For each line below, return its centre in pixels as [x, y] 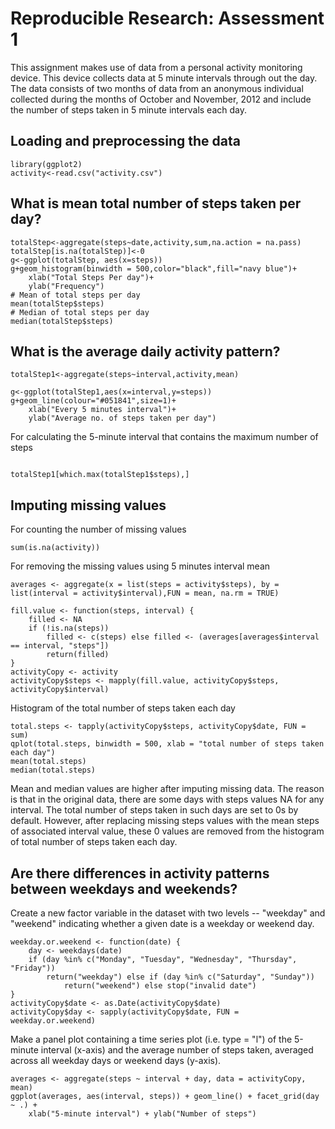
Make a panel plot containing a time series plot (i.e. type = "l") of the [151, 1039]
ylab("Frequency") [66, 286]
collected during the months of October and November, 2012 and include [161, 99]
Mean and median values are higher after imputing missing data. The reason [167, 789]
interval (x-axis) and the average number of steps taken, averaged [177, 1050]
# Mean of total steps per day [75, 295]
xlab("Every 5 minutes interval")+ [102, 410]
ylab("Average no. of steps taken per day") [122, 418]
